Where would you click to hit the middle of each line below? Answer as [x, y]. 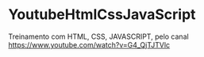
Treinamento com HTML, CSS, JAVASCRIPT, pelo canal [98, 36]
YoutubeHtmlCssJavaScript [102, 15]
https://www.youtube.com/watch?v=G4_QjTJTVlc [89, 44]
